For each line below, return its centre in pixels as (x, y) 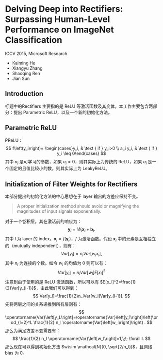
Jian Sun (21, 78)
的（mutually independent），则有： (41, 246)
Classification (33, 40)
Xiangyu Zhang (27, 68)
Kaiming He (24, 63)
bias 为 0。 (16, 353)
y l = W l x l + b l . (81, 230)
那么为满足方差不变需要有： (33, 330)
